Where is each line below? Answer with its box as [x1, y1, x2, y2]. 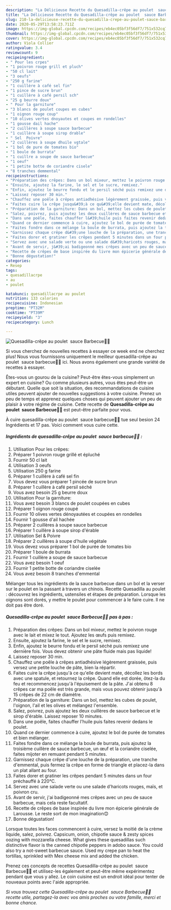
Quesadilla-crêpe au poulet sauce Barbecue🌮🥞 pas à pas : [6, 614, 133, 620]
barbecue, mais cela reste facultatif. [13, 800, 88, 806]
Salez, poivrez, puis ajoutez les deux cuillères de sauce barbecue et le [13, 708, 160, 714]
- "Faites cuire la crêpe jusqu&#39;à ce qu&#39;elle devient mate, [6, 202, 154, 207]
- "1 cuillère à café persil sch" [6, 93, 79, 98]
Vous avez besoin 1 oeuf [13, 560, 64, 566]
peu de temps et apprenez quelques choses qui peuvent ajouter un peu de [6, 396, 162, 402]
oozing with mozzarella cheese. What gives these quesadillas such [6, 837, 146, 843]
